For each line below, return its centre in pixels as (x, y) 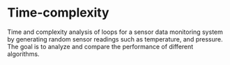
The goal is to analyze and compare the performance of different (100, 46)
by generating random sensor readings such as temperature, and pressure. (115, 39)
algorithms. (23, 54)
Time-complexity (58, 13)
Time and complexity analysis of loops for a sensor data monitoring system (115, 32)
